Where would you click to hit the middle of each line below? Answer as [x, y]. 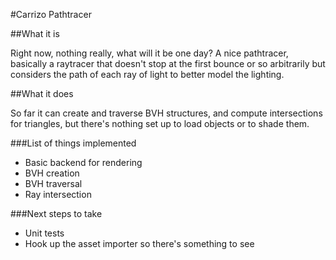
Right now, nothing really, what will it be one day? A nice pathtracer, [149, 53]
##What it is [35, 33]
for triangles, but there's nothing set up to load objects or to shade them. [160, 123]
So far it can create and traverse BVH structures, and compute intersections [166, 113]
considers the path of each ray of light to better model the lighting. [147, 74]
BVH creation [52, 173]
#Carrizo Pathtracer [51, 14]
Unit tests [44, 233]
